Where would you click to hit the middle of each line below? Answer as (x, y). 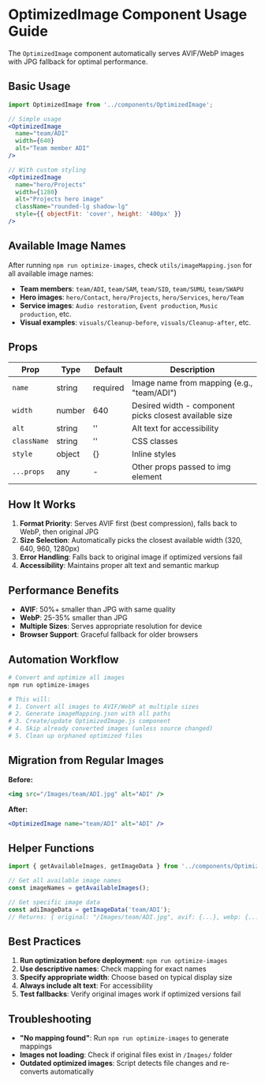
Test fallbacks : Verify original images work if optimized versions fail (130, 994)
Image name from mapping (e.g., (192, 382)
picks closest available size (182, 415)
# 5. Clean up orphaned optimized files (76, 736)
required (108, 387)
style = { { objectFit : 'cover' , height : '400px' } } (98, 214)
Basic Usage (39, 87)
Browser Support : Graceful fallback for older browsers (109, 634)
